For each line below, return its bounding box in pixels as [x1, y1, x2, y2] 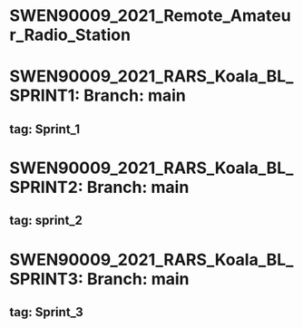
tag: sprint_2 [9, 213, 83, 228]
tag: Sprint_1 [9, 121, 81, 137]
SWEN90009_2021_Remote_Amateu [9, 5, 292, 26]
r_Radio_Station [9, 24, 132, 45]
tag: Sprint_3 [9, 304, 83, 320]
